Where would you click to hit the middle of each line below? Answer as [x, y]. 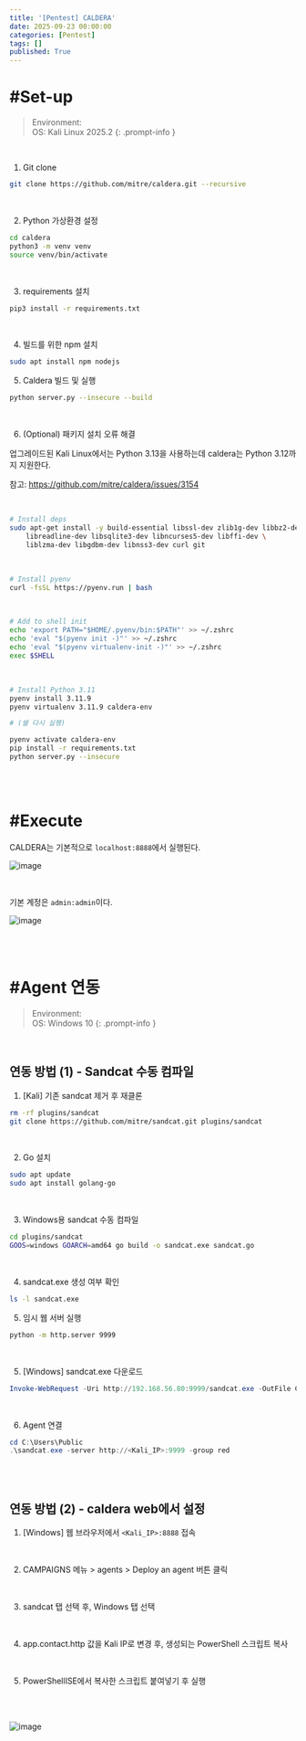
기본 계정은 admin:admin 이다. [61, 902]
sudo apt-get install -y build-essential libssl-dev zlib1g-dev [134, 528]
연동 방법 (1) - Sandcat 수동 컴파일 [102, 1072]
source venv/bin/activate [58, 255]
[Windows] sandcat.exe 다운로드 [83, 1371]
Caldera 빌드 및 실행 [59, 381]
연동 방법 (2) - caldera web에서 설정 [107, 1509]
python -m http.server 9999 [63, 1335]
